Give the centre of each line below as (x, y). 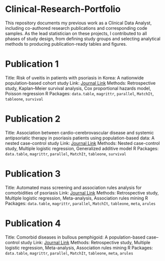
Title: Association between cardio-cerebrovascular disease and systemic (80, 132)
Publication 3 (33, 174)
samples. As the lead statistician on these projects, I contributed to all (76, 33)
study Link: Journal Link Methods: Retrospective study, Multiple (85, 242)
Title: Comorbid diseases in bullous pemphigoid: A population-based (75, 237)
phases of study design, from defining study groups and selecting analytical (83, 39)
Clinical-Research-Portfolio (63, 9)
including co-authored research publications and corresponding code (76, 28)
